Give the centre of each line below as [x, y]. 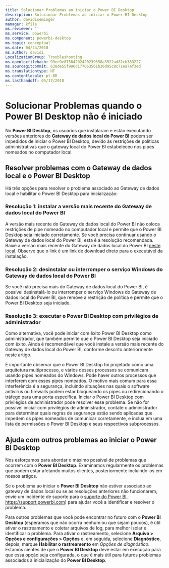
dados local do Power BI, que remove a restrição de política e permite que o [84, 297]
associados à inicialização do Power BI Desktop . [56, 560]
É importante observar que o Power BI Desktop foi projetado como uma [79, 365]
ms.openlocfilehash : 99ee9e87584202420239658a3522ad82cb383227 [73, 62]
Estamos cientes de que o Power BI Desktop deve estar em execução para [83, 550]
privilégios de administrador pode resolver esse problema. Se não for [77, 402]
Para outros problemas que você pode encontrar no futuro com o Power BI [83, 517]
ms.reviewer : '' [22, 29]
